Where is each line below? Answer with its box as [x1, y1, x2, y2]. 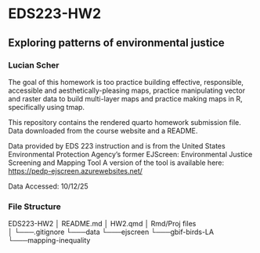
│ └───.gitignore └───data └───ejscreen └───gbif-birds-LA [8, 227, 214, 236]
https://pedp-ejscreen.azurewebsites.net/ [8, 166, 143, 175]
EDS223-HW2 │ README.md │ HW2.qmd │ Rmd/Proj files [8, 219, 197, 229]
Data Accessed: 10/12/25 [8, 181, 88, 191]
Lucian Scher [8, 60, 60, 71]
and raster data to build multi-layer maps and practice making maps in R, [8, 93, 243, 103]
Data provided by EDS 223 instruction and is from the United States [8, 141, 226, 150]
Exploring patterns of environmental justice [8, 36, 225, 49]
